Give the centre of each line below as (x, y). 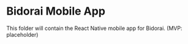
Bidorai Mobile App (56, 11)
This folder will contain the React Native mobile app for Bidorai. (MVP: (94, 28)
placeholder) (22, 34)
